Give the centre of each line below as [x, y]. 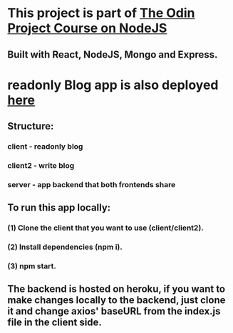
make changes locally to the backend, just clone [116, 300]
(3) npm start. [32, 266]
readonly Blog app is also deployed [113, 85]
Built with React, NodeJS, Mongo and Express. [113, 54]
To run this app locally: [59, 208]
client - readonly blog [45, 147]
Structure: [31, 126]
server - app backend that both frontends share [92, 184]
